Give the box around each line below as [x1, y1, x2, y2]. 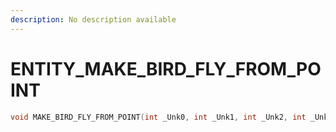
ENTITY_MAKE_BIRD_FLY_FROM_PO [10, 57, 322, 80]
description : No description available [10, 14, 177, 25]
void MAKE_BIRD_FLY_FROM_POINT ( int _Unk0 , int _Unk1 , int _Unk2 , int [10, 112, 307, 122]
